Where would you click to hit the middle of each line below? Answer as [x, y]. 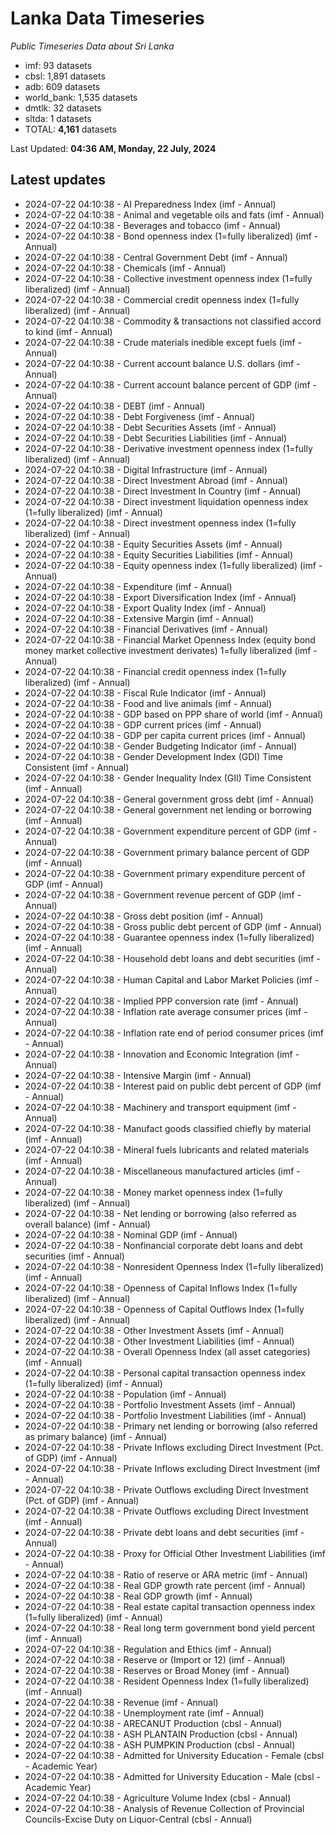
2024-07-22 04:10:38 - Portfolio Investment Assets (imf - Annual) [160, 1404]
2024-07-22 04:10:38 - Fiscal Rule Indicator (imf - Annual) [145, 693]
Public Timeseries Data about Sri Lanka [92, 46]
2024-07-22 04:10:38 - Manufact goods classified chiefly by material [168, 1128]
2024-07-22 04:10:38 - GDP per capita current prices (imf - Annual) [165, 735]
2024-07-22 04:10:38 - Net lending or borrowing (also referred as [160, 1213]
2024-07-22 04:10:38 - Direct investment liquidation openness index [166, 501]
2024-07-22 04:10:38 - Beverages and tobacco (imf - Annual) [153, 225]
